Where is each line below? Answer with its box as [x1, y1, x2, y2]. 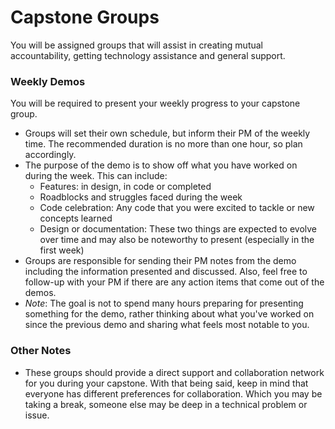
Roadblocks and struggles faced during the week [39, 191, 243, 203]
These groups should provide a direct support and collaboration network [24, 366, 325, 378]
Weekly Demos [10, 74, 86, 88]
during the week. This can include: [24, 170, 168, 182]
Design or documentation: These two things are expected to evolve [39, 223, 318, 235]
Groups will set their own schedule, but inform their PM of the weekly [24, 127, 311, 140]
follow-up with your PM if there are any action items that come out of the [24, 276, 325, 288]
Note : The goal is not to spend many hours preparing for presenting [24, 297, 304, 310]
